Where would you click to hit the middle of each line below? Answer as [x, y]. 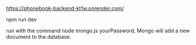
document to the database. [39, 37]
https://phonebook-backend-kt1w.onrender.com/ [65, 8]
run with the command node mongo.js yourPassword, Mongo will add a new [98, 31]
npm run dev [21, 19]
